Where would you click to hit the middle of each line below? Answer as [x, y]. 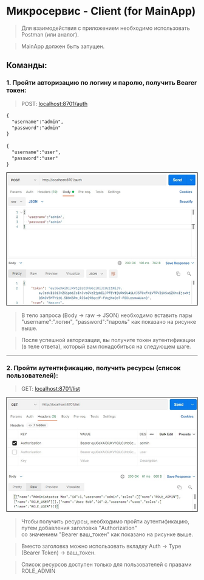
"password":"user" [35, 158]
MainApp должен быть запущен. [63, 46]
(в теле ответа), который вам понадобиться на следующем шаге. [106, 347]
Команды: [27, 65]
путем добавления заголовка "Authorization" [79, 528]
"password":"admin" [36, 128]
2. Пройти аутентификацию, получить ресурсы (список [93, 368]
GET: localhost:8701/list [50, 389]
